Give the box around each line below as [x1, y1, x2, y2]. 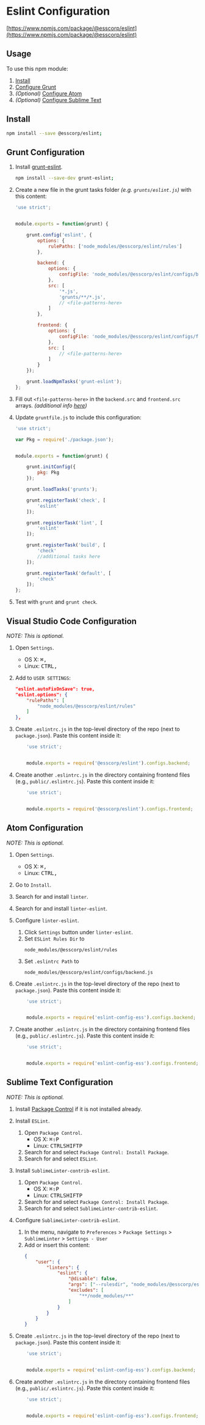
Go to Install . [15, 881, 52, 888]
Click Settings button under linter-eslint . [24, 928, 133, 936]
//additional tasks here [37, 553, 101, 560]
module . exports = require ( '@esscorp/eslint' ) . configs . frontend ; [26, 805, 193, 812]
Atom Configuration [6, 823, 84, 833]
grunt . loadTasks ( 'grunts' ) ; [26, 486, 98, 493]
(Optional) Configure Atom [15, 90, 82, 97]
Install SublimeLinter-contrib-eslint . [15, 1167, 110, 1174]
